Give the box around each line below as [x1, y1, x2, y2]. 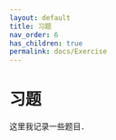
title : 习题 [9, 22, 52, 31]
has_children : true [9, 38, 83, 48]
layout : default [9, 13, 71, 23]
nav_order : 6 [9, 30, 59, 39]
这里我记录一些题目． [9, 121, 89, 132]
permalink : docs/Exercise [9, 47, 107, 56]
